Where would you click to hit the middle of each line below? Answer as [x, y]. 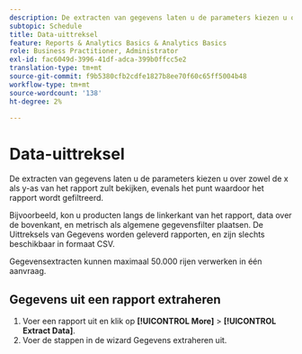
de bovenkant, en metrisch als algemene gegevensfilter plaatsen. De [136, 225]
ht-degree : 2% [36, 101]
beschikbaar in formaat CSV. [62, 244]
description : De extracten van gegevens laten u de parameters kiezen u [148, 18]
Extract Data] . [49, 331]
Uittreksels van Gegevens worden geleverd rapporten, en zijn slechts [137, 234]
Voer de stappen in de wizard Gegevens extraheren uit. [124, 340]
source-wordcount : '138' [56, 93]
